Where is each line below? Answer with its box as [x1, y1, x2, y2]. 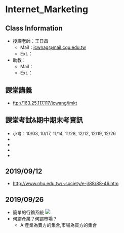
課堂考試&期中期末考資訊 [5, 116, 84, 125]
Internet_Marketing [5, 4, 89, 15]
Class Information [5, 24, 63, 33]
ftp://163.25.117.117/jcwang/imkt [12, 100, 77, 106]
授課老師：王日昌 [12, 38, 49, 44]
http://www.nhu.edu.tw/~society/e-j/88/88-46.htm [12, 181, 119, 187]
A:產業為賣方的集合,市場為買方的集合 [20, 222, 97, 228]
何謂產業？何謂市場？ [12, 216, 57, 222]
